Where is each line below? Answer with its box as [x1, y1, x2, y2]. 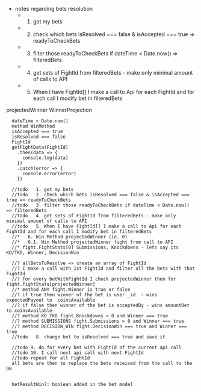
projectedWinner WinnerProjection [6, 107, 92, 113]
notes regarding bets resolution [14, 5, 93, 12]
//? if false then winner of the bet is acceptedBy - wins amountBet [11, 302, 190, 308]
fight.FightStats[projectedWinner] [6, 281, 96, 287]
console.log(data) [22, 155, 69, 161]
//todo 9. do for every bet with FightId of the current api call [11, 344, 182, 350]
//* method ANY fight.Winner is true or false [11, 287, 131, 293]
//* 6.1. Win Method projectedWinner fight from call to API [11, 239, 173, 245]
